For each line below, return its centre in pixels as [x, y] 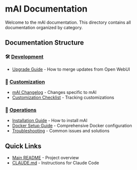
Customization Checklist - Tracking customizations [63, 97]
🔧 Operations [21, 110]
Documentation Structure [44, 43]
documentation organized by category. [44, 27]
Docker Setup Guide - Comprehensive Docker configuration [72, 126]
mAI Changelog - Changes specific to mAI [54, 92]
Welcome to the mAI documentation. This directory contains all [68, 22]
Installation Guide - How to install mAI [50, 121]
